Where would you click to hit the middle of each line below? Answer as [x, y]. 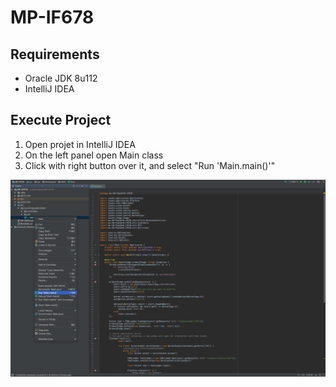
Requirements [55, 54]
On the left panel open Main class [94, 155]
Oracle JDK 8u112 [61, 78]
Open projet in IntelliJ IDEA [80, 144]
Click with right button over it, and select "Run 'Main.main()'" [150, 165]
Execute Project [61, 120]
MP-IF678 [52, 17]
